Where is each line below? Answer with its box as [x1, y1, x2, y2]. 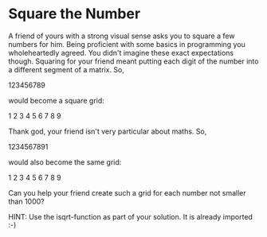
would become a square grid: [8, 95, 105, 105]
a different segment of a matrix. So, [8, 64, 125, 74]
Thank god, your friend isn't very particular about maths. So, [8, 126, 207, 136]
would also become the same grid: [8, 157, 122, 167]
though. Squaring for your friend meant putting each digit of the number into [8, 56, 259, 66]
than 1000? [8, 196, 45, 206]
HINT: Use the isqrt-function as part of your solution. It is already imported [8, 212, 253, 221]
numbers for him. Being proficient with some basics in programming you [8, 39, 245, 49]
